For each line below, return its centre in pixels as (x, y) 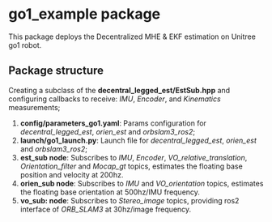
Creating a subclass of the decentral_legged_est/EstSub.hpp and (119, 90)
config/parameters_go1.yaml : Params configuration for (113, 123)
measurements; (34, 107)
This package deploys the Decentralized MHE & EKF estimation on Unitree (132, 36)
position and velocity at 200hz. (72, 174)
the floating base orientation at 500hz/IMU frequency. (110, 192)
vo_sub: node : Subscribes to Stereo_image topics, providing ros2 (130, 200)
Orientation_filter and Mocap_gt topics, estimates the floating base (131, 166)
